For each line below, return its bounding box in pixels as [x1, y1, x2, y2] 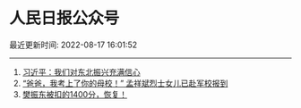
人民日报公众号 [9, 8, 120, 29]
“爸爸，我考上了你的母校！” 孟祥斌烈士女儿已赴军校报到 [21, 78, 228, 88]
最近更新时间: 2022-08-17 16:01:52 [9, 39, 138, 50]
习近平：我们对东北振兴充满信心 [21, 66, 141, 77]
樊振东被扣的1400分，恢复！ [21, 88, 128, 99]
